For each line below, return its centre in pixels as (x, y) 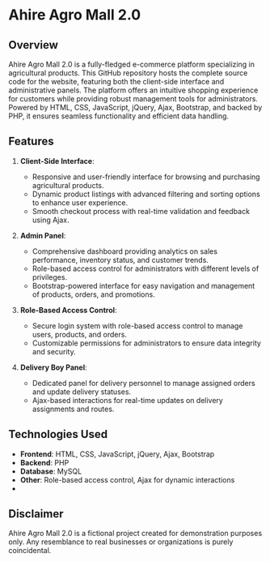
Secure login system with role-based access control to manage (137, 325)
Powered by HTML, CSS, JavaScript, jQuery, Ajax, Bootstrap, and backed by (135, 107)
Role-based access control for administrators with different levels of (146, 268)
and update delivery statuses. (82, 392)
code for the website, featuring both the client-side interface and (116, 82)
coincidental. (30, 551)
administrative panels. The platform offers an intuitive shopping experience (133, 90)
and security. (54, 351)
